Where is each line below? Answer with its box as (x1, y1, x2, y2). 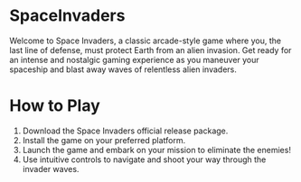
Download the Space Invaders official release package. (22, 125, 229, 136)
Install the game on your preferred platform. (22, 134, 186, 145)
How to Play (9, 96, 101, 116)
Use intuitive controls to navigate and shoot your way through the (22, 154, 267, 165)
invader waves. (22, 163, 80, 174)
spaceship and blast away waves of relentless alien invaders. (9, 64, 237, 75)
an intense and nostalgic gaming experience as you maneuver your (9, 54, 259, 65)
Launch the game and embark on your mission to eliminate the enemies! (22, 144, 292, 155)
